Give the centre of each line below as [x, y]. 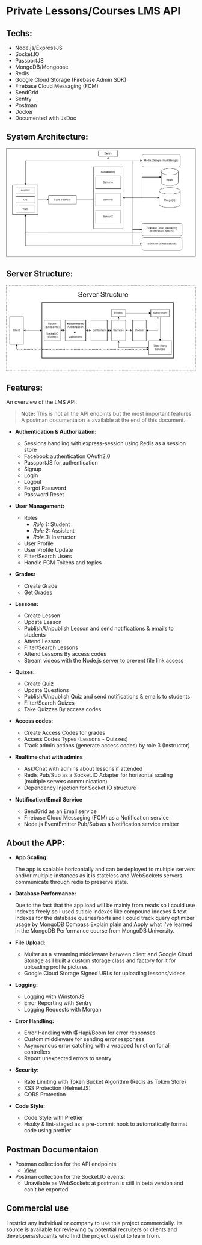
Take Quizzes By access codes [63, 709]
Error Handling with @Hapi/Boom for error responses [90, 1033]
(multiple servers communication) [66, 782]
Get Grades [38, 592]
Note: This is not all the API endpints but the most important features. [107, 414]
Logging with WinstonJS [54, 996]
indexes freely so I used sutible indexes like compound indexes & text [101, 912]
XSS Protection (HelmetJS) [57, 1088]
